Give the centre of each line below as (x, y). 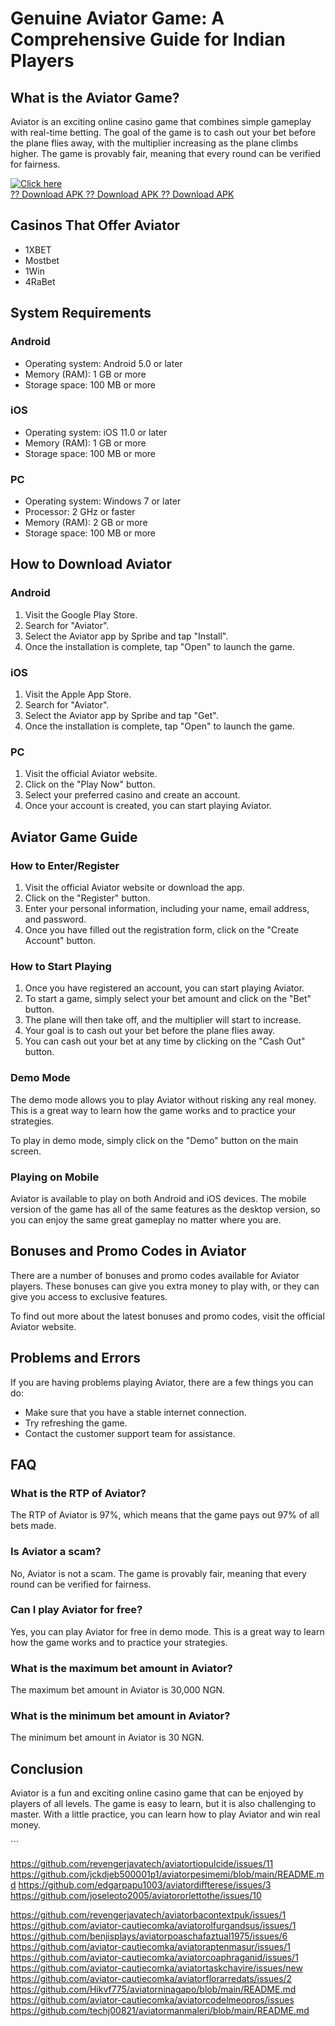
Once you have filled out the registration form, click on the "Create (162, 930)
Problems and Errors (76, 1358)
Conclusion (47, 1768)
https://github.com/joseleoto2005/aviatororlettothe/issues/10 (136, 1896)
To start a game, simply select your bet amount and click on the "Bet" (168, 999)
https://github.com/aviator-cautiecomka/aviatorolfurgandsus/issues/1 (153, 1926)
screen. (26, 1151)
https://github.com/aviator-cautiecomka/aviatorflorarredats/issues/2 (151, 1979)
